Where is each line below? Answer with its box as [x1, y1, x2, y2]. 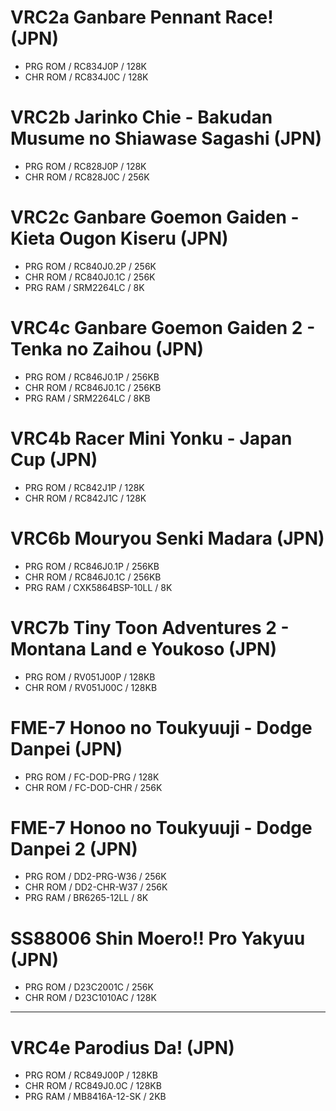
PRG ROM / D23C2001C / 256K [24, 981, 154, 993]
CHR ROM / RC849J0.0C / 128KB [24, 1080, 162, 1092]
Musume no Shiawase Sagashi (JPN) [10, 127, 323, 150]
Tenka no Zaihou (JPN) [10, 338, 205, 360]
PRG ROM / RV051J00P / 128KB [24, 671, 156, 683]
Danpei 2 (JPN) [10, 837, 138, 860]
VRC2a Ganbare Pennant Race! [10, 6, 274, 29]
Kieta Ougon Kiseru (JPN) [10, 227, 229, 250]
